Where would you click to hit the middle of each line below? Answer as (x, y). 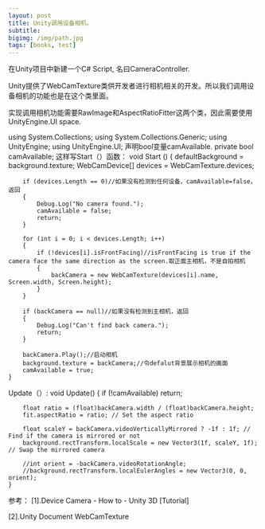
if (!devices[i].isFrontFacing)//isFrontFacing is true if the (144, 253)
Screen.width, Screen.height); (60, 282)
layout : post (30, 16)
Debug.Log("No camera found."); (91, 204)
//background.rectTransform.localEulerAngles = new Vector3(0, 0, (135, 471)
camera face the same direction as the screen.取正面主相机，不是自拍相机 (127, 261)
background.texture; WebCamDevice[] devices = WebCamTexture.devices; (131, 166)
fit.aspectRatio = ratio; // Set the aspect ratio (108, 415)
